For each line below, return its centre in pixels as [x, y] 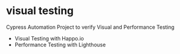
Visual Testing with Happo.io [49, 38]
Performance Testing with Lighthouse [60, 45]
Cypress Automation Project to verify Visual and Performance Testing [90, 27]
